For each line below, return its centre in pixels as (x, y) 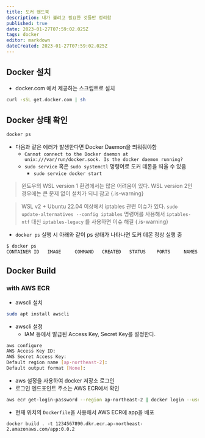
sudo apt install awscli (38, 314)
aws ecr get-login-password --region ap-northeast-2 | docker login (95, 400)
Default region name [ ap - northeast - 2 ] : (57, 363)
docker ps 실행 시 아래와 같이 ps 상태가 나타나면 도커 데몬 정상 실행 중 (99, 235)
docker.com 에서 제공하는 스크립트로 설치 (65, 88)
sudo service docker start (68, 174)
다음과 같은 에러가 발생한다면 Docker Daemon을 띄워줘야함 (86, 147)
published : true (27, 23)
